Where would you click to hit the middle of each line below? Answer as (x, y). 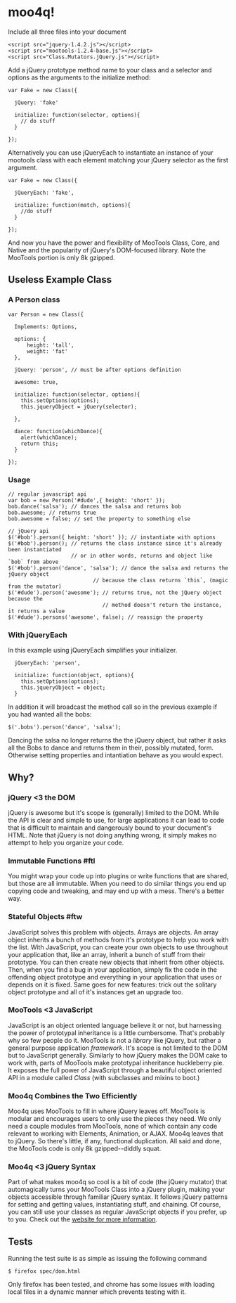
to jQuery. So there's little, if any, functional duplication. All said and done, (115, 1141)
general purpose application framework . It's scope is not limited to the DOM (118, 1048)
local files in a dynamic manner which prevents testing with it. (97, 1292)
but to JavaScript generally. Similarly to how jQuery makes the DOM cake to (118, 1055)
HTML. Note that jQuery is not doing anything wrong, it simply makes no (112, 835)
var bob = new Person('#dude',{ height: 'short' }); (87, 500)
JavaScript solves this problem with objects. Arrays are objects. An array (113, 932)
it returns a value (37, 611)
